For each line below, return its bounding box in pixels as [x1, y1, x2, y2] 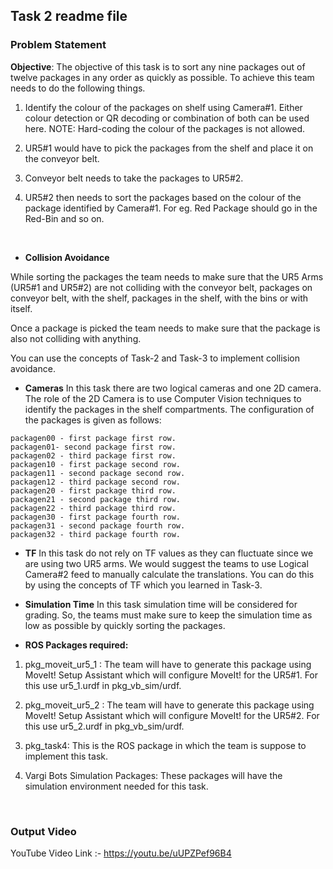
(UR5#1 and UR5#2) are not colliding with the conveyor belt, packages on [10, 281, 313, 293]
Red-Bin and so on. [24, 212, 105, 224]
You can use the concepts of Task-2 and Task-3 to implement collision [10, 352, 301, 364]
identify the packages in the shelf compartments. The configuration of [24, 403, 315, 415]
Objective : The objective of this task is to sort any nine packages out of [10, 60, 306, 73]
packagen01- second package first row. [10, 442, 177, 452]
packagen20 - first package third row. [10, 485, 177, 496]
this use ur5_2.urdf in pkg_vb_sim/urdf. [24, 720, 185, 732]
